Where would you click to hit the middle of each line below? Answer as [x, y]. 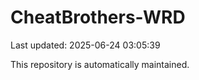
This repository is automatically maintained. [100, 64]
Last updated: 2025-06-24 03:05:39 [85, 45]
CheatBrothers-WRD [98, 17]
